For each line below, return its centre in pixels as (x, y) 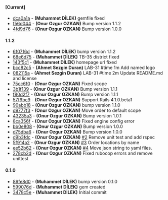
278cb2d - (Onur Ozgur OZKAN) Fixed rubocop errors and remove (82, 153)
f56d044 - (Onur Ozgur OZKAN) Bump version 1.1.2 (67, 24)
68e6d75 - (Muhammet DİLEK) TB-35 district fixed (66, 57)
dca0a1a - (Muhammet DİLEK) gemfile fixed (59, 18)
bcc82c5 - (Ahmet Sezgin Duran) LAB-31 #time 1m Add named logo (84, 68)
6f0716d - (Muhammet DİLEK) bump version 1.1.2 (64, 52)
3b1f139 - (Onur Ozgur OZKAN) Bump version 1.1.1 (65, 89)
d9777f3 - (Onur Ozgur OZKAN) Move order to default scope (77, 110)
